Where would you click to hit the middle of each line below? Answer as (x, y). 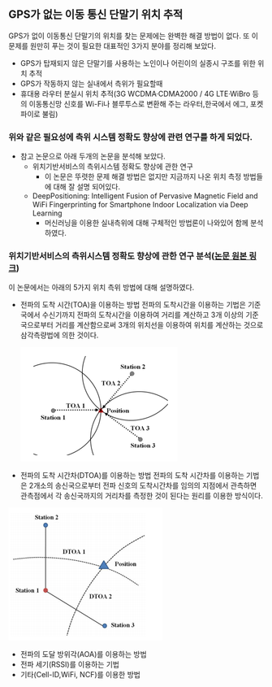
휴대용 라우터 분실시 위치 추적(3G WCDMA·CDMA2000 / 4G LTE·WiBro (135, 93)
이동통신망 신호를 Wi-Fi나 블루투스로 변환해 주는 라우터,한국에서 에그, (139, 103)
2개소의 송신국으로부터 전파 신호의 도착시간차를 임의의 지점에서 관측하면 (143, 485)
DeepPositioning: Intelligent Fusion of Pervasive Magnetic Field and (145, 196)
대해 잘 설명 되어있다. (86, 187)
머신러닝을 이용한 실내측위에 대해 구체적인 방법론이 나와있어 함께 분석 (154, 223)
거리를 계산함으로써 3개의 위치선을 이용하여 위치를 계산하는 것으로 (160, 325)
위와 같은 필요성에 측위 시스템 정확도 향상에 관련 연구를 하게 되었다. (131, 137)
